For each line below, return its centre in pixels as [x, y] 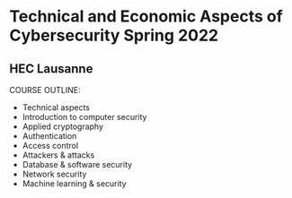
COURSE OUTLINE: [45, 90]
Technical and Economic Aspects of [146, 17]
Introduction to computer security [84, 117]
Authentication [49, 136]
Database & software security [77, 164]
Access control [50, 146]
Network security [54, 174]
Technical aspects [56, 108]
